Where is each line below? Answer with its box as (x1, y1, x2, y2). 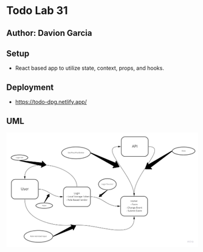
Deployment (6, 82, 54, 92)
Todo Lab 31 (6, 4, 68, 18)
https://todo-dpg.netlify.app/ (15, 98, 87, 106)
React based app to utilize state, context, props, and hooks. (15, 64, 164, 72)
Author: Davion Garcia (6, 28, 92, 38)
